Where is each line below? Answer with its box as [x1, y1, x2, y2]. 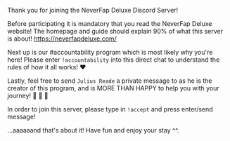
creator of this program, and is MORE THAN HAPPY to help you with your [7, 84, 219, 92]
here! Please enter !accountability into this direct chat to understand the [7, 55, 220, 64]
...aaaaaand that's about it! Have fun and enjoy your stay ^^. [7, 126, 179, 134]
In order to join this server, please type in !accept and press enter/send [7, 105, 213, 113]
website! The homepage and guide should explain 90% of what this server [7, 27, 224, 35]
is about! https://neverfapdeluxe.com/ [7, 34, 117, 43]
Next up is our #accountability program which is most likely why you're [7, 48, 213, 56]
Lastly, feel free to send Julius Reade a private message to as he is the [7, 76, 212, 85]
